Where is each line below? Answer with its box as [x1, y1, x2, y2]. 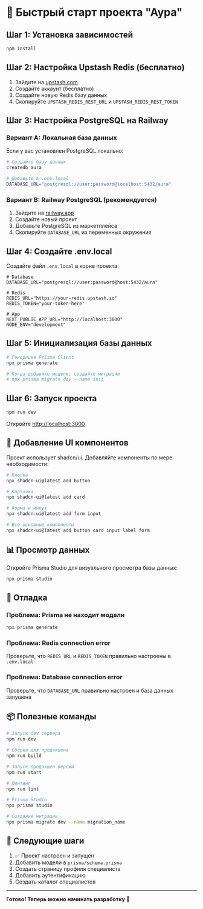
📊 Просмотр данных [6, 545, 90, 555]
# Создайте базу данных [6, 159, 66, 165]
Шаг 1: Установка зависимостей [6, 30, 133, 40]
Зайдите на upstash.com [14, 78, 78, 85]
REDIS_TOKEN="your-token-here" [6, 300, 85, 307]
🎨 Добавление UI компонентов [6, 438, 129, 448]
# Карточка [6, 488, 34, 494]
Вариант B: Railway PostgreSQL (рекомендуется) [6, 195, 157, 204]
